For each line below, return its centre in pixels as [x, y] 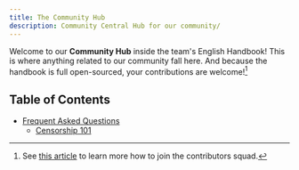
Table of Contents [60, 99]
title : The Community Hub [57, 17]
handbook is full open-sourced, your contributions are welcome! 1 [129, 70]
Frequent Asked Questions [71, 120]
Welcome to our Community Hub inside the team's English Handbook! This [147, 51]
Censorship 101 [63, 130]
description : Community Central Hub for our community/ [115, 26]
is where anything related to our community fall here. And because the [138, 61]
